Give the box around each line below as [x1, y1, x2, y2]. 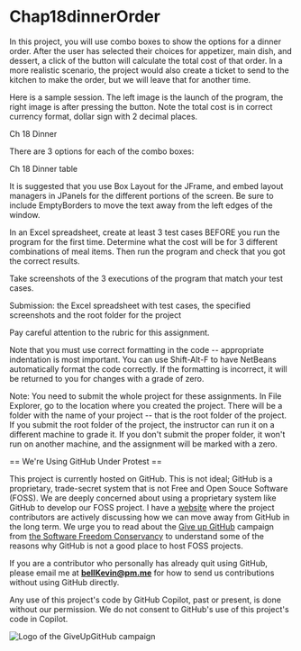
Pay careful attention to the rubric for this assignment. [9, 327, 210, 338]
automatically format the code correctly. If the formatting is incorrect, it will [9, 363, 287, 375]
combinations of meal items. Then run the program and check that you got [9, 246, 286, 257]
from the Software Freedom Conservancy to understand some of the [9, 530, 264, 541]
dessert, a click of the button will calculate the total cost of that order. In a [9, 55, 283, 66]
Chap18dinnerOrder [9, 6, 160, 27]
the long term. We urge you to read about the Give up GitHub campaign [9, 520, 275, 532]
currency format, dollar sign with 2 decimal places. [9, 111, 198, 122]
